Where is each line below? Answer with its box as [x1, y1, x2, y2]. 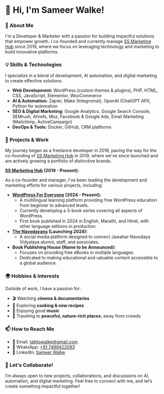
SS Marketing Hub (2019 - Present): [5, 168, 80, 174]
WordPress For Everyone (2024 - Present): [12, 192, 102, 198]
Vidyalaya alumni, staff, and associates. [19, 239, 100, 245]
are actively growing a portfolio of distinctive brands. [5, 158, 112, 164]
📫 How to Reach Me [5, 325, 55, 332]
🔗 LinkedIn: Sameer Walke [12, 349, 65, 355]
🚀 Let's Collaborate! [5, 361, 53, 368]
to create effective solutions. [5, 77, 63, 83]
